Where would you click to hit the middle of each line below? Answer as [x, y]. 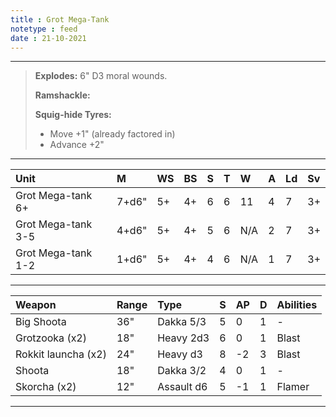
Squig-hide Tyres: [73, 115]
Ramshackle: [62, 95]
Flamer [293, 387]
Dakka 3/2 [182, 371]
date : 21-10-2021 [48, 38]
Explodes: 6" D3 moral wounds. [101, 76]
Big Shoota [41, 322]
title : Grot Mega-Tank [60, 19]
